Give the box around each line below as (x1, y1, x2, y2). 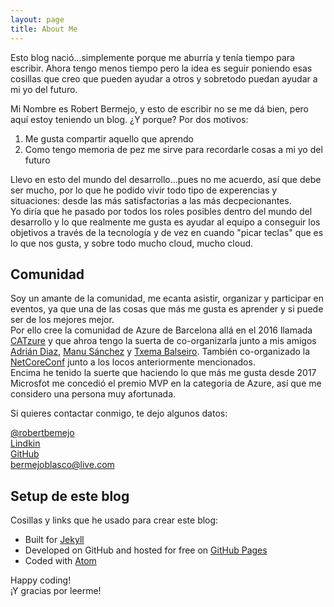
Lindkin (10, 437, 41, 450)
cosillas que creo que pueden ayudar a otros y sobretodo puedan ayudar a (10, 72, 318, 85)
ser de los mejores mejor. (10, 314, 115, 326)
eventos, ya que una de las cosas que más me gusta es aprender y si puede (10, 303, 324, 315)
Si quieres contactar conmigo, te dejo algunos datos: (10, 407, 228, 420)
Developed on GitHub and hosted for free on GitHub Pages (24, 544, 268, 556)
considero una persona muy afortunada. (10, 388, 177, 400)
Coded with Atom (24, 555, 97, 567)
